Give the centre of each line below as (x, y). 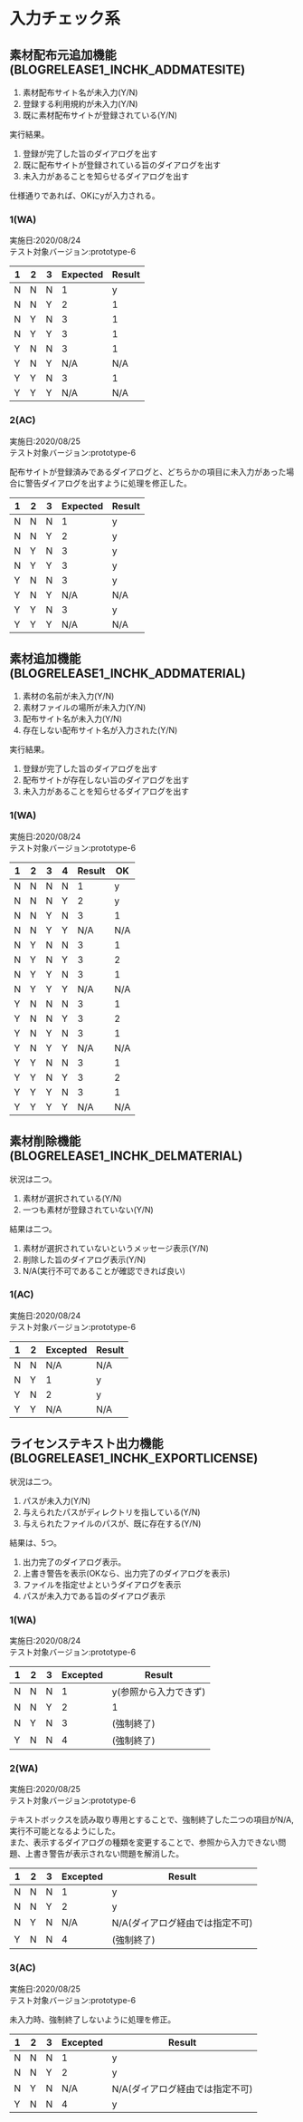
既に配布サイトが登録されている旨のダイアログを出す (122, 165)
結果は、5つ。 (35, 1542)
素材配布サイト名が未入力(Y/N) (80, 92)
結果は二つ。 (33, 1229)
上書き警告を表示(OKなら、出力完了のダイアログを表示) (126, 1573)
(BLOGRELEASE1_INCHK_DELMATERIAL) (126, 1156)
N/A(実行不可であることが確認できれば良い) (104, 1270)
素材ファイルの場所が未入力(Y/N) (84, 708)
